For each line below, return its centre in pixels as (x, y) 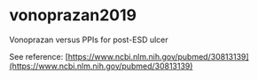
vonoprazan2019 (73, 15)
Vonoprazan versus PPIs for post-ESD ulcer (89, 40)
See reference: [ (39, 56)
